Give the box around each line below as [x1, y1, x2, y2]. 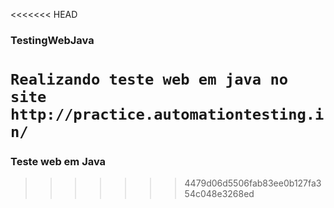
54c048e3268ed [184, 188, 255, 200]
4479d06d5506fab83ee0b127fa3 [184, 177, 322, 189]
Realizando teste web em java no [10, 70, 289, 89]
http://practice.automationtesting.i [10, 105, 325, 124]
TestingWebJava [10, 33, 95, 47]
